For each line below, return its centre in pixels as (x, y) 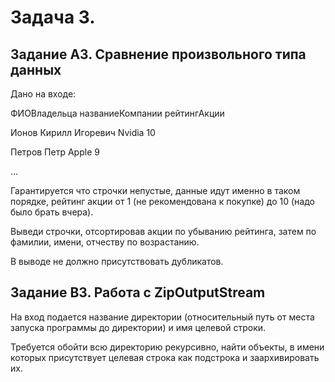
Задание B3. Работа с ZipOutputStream (138, 292)
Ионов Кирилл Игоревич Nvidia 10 (83, 132)
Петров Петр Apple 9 (55, 152)
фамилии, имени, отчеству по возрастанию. (105, 242)
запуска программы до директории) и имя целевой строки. (138, 327)
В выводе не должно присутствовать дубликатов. (117, 261)
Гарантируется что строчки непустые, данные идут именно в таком (155, 190)
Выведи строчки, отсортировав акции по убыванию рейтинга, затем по (163, 231)
